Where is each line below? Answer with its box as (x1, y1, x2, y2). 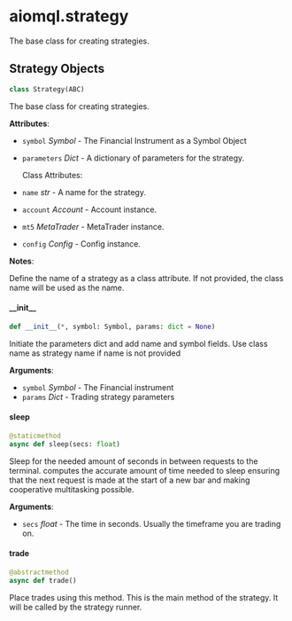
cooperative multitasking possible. (9, 483, 134, 494)
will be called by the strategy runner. (9, 601, 142, 612)
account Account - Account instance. (21, 204, 158, 215)
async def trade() (9, 576, 77, 585)
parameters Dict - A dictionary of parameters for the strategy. (21, 153, 245, 163)
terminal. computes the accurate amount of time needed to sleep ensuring (9, 465, 280, 476)
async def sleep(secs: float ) (9, 439, 121, 449)
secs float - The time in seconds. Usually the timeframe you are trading (21, 518, 281, 529)
